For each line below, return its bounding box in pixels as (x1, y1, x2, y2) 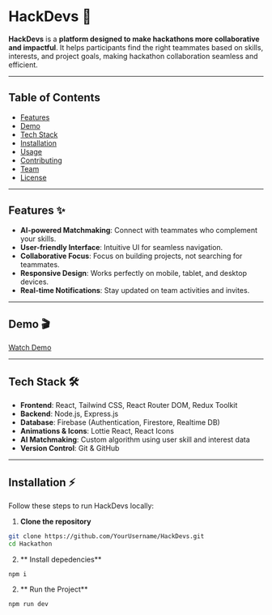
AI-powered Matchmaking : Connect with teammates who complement (19, 225, 257, 235)
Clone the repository (19, 517, 91, 526)
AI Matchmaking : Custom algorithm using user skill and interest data (19, 435, 251, 444)
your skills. (19, 234, 57, 244)
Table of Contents (8, 91, 101, 104)
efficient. (8, 60, 38, 70)
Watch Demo (8, 343, 52, 353)
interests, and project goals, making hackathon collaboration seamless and (8, 51, 258, 61)
